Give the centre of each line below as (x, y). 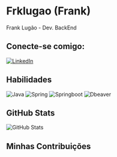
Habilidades (29, 80)
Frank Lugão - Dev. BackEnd (41, 28)
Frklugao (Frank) (49, 11)
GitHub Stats (31, 113)
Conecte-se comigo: (46, 46)
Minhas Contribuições (49, 146)
